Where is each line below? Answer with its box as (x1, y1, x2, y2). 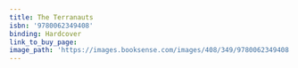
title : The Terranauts (9, 12, 94, 22)
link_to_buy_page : (9, 37, 78, 47)
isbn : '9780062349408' (9, 21, 94, 30)
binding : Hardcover (9, 29, 82, 38)
